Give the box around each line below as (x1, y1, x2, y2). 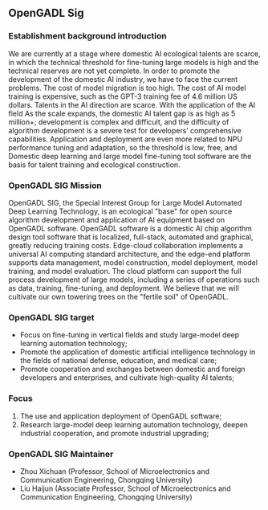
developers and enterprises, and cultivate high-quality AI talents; (19, 373, 235, 382)
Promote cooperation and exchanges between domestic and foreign (19, 365, 246, 374)
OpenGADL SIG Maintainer (8, 448, 114, 459)
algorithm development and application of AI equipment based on (8, 214, 225, 224)
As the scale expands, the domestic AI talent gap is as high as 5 (24, 108, 236, 118)
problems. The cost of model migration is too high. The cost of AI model (8, 83, 246, 92)
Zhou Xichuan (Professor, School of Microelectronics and (19, 466, 210, 476)
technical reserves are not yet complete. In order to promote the (8, 66, 221, 75)
